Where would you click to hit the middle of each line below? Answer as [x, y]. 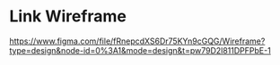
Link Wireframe [68, 16]
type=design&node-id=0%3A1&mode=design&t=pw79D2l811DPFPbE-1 [140, 50]
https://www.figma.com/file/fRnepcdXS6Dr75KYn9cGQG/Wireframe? [137, 41]
